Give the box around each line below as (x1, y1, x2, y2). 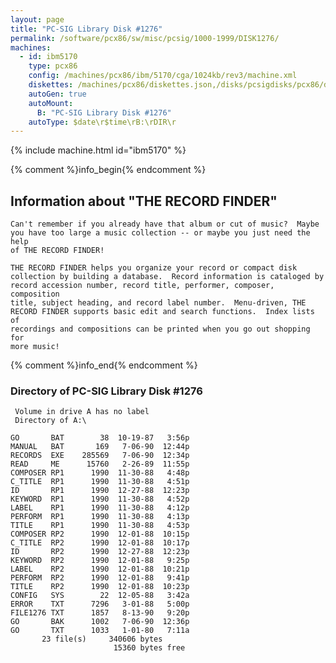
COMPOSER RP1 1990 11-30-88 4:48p (10, 468, 190, 478)
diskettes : (28, 80, 74, 90)
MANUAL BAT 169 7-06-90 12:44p (10, 442, 190, 452)
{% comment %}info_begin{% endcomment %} (10, 164, 207, 176)
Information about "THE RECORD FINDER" (10, 192, 278, 210)
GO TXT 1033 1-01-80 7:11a (10, 626, 190, 636)
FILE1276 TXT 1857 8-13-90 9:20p (10, 608, 190, 618)
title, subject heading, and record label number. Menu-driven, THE (10, 298, 307, 308)
